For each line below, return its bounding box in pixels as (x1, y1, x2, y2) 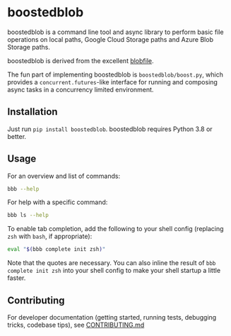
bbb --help (7, 185, 40, 192)
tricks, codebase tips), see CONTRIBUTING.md (7, 320, 145, 329)
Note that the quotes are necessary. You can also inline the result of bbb (7, 259, 216, 267)
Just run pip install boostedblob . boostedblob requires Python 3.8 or (7, 125, 213, 133)
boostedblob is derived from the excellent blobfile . (7, 56, 154, 65)
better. (7, 132, 27, 140)
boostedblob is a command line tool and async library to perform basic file (7, 28, 224, 36)
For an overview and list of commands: (7, 172, 121, 180)
